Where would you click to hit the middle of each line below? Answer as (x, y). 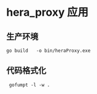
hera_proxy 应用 (48, 12)
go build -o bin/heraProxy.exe (48, 51)
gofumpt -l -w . (29, 85)
